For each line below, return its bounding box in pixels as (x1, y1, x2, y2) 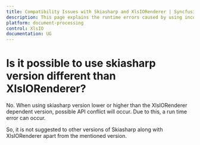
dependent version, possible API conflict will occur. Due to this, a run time (6, 108, 187, 115)
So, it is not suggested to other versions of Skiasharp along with (6, 126, 163, 133)
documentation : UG (6, 31, 52, 37)
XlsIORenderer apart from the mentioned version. (6, 132, 127, 140)
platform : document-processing (6, 20, 84, 26)
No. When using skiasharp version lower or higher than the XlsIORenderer (6, 102, 187, 109)
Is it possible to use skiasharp (6, 57, 156, 70)
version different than (6, 69, 116, 83)
